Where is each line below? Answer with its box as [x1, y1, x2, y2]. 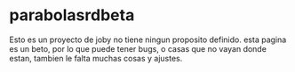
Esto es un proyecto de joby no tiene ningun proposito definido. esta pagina [9, 34, 287, 45]
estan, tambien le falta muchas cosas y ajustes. [9, 53, 183, 63]
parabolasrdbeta [9, 5, 135, 25]
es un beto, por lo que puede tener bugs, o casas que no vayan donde [9, 43, 267, 54]
